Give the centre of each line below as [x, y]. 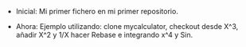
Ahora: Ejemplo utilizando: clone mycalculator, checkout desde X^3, [127, 26]
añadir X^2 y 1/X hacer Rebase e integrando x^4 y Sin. [104, 35]
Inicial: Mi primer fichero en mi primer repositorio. [97, 11]
